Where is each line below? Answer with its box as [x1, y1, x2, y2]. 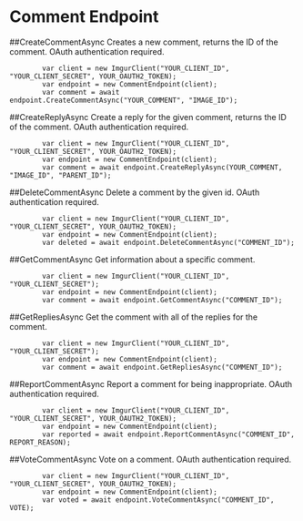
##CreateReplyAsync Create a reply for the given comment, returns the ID [9, 111, 287, 122]
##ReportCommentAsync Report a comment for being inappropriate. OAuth [9, 378, 293, 389]
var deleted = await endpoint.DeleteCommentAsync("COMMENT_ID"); [42, 238, 296, 247]
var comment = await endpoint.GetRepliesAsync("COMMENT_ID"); [42, 363, 283, 372]
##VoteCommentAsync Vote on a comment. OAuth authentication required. [9, 454, 292, 465]
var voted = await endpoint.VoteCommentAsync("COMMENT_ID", [42, 495, 275, 505]
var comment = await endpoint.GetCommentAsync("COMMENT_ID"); [42, 295, 283, 304]
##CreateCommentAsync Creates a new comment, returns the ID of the [9, 36, 279, 47]
